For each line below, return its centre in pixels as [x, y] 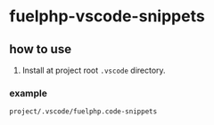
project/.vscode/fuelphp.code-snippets [83, 112]
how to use [41, 49]
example [28, 93]
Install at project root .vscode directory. [94, 70]
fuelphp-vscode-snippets [107, 16]
